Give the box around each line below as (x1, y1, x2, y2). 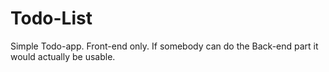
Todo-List (10, 7, 93, 30)
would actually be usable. (10, 50, 116, 62)
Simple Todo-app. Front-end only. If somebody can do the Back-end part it (10, 40, 319, 52)
